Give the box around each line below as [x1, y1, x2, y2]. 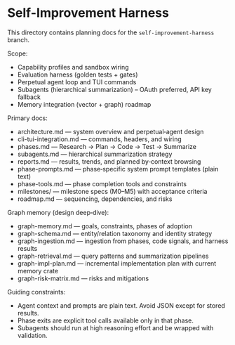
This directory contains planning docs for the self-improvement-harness [7, 28, 215, 37]
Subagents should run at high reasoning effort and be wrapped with [17, 323, 214, 332]
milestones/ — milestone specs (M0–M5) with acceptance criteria [17, 187, 208, 195]
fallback [17, 93, 41, 101]
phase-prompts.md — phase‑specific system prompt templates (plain [17, 164, 219, 173]
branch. [7, 35, 30, 44]
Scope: [7, 49, 28, 58]
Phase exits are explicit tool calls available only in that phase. [17, 316, 194, 325]
